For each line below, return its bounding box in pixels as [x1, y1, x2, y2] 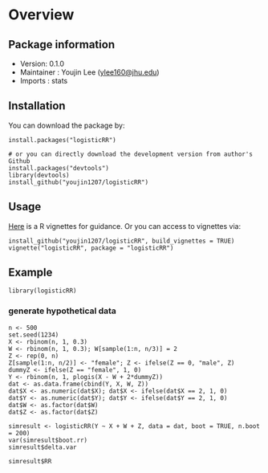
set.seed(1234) [8, 331, 59, 339]
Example [8, 266, 53, 279]
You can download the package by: [8, 120, 125, 130]
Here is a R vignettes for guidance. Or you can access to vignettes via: [8, 221, 242, 230]
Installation [8, 99, 66, 113]
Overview [8, 6, 75, 24]
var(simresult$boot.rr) [8, 436, 88, 444]
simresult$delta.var [8, 443, 78, 451]
